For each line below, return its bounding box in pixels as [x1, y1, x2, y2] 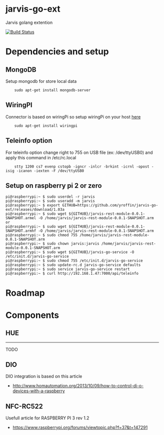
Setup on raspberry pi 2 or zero [5, 181, 102, 189]
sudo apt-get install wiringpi [14, 123, 78, 128]
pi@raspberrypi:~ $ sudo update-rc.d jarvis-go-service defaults [5, 263, 141, 267]
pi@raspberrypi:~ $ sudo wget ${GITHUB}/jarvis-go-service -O [5, 250, 134, 255]
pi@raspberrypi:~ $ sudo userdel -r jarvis [5, 194, 95, 199]
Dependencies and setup [5, 46, 109, 57]
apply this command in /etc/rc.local [5, 154, 76, 160]
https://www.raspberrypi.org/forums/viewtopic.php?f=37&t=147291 [12, 425, 148, 431]
